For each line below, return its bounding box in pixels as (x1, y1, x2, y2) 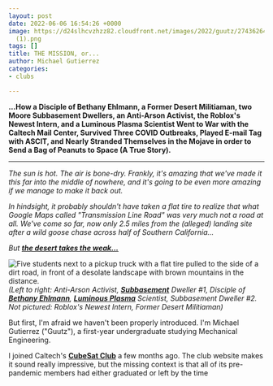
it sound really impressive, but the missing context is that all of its (8, 359, 227, 369)
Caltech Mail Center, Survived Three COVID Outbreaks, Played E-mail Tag (8, 128, 262, 137)
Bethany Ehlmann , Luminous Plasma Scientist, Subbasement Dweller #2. (8, 293, 258, 303)
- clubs (8, 72, 35, 80)
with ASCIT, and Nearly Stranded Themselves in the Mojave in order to (8, 136, 252, 146)
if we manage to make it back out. (8, 185, 123, 195)
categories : (8, 65, 49, 73)
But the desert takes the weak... (8, 243, 119, 253)
